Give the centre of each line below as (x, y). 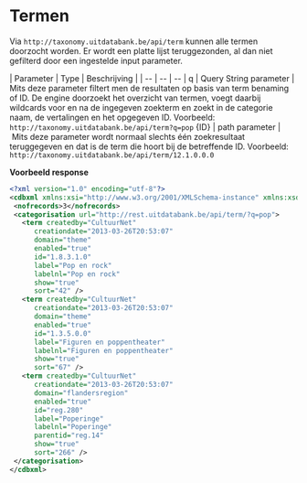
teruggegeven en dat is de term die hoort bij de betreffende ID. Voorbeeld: (149, 146)
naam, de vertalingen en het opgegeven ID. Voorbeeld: (112, 117)
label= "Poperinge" (69, 419)
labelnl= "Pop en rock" (77, 274)
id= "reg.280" (58, 410)
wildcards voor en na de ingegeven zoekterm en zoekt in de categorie (141, 107)
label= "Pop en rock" (73, 265)
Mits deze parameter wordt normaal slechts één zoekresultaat (128, 136)
